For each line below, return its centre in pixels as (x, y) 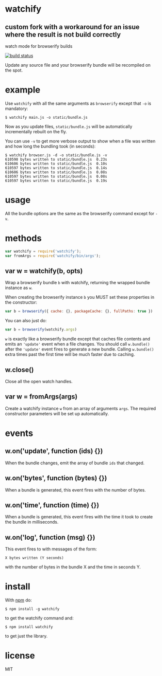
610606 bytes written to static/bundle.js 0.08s (56, 172)
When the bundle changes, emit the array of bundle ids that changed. (75, 463)
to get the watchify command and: (39, 618)
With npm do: (19, 600)
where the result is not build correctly (63, 34)
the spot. (14, 70)
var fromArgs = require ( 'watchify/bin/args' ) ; (53, 256)
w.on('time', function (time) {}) (52, 505)
